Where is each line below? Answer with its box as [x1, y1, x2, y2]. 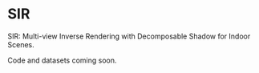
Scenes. [7, 39, 34, 49]
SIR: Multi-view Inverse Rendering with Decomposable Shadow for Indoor [7, 31, 251, 41]
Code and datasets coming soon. [7, 55, 117, 65]
